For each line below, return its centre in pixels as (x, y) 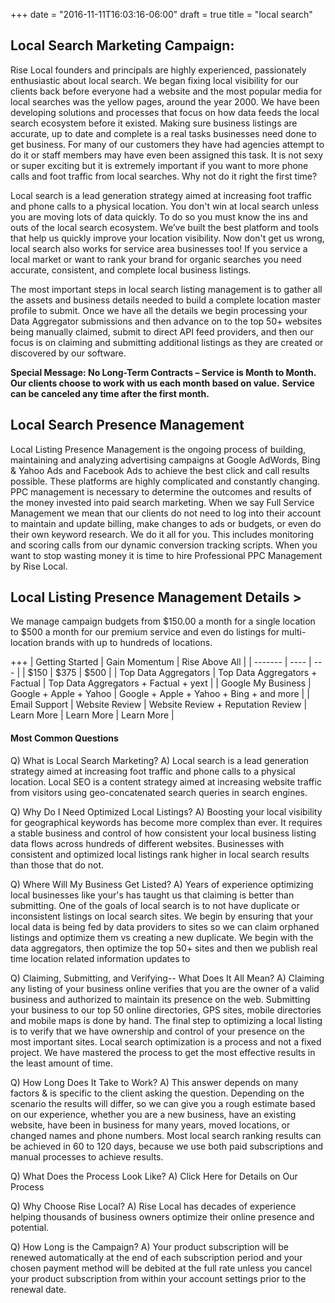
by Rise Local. (39, 566)
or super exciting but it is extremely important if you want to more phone (159, 165)
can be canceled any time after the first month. (110, 393)
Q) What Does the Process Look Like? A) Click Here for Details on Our (154, 1176)
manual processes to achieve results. (87, 1156)
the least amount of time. (61, 1063)
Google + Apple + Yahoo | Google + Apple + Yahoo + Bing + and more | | (160, 694)
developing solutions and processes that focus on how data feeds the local (165, 112)
